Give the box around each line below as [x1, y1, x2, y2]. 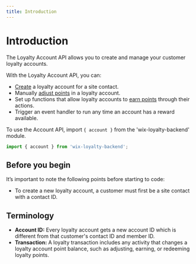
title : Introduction [6, 8, 57, 15]
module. [6, 132, 27, 139]
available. [14, 114, 38, 121]
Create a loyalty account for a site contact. [14, 83, 119, 90]
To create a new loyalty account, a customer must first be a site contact [14, 187, 190, 194]
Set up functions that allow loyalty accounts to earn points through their [14, 95, 190, 102]
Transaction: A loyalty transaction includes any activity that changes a [14, 239, 188, 246]
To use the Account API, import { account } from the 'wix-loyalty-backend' [6, 125, 189, 133]
